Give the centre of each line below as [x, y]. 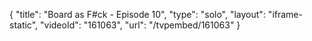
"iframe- [285, 14]
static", [24, 25]
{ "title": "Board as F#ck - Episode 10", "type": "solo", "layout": [137, 14]
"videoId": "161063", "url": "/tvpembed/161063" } [140, 25]
